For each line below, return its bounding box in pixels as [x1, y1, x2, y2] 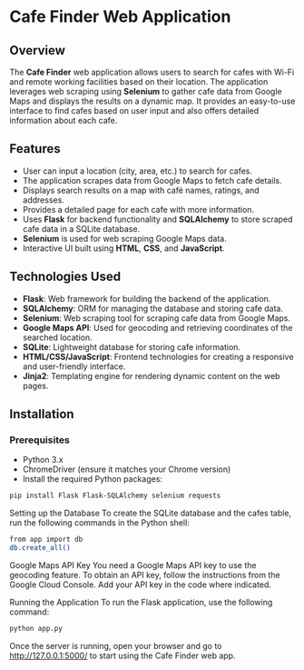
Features [9, 141, 61, 156]
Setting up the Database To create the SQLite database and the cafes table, [9, 507, 292, 519]
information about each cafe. [9, 115, 118, 125]
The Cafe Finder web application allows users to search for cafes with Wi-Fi [9, 66, 295, 77]
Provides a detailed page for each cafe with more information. [22, 204, 255, 215]
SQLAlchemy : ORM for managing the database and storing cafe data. [22, 303, 284, 314]
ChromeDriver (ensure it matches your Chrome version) [22, 464, 231, 475]
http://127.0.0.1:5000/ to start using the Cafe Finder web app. [9, 650, 236, 661]
